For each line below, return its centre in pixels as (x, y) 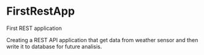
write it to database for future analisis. (54, 46)
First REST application (34, 28)
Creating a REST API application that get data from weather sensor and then (102, 40)
